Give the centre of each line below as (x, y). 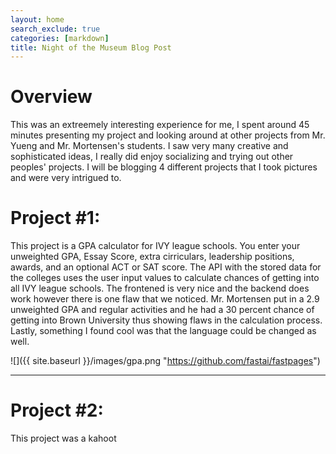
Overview (51, 97)
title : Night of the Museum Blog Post (91, 47)
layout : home (37, 19)
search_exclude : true (55, 29)
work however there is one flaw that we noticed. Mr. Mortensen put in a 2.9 (165, 299)
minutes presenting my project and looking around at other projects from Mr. (168, 135)
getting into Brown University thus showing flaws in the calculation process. (166, 320)
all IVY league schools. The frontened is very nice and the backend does (160, 288)
